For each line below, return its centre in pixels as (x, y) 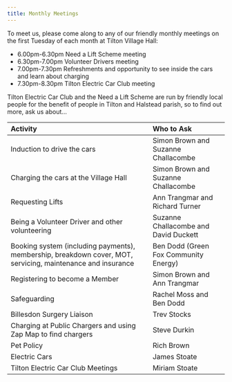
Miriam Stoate (175, 367)
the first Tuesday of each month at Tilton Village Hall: (83, 40)
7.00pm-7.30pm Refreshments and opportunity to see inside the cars (115, 69)
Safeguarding (32, 298)
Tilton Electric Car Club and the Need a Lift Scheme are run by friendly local (115, 97)
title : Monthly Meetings (43, 13)
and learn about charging (53, 76)
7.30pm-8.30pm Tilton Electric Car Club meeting (86, 83)
